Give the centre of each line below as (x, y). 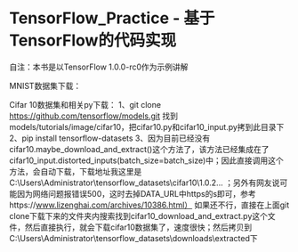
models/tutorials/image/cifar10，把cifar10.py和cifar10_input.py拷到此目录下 (147, 126)
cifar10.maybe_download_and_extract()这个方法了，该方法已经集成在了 (139, 149)
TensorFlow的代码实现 (93, 41)
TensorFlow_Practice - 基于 (112, 18)
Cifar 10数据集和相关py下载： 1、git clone (85, 104)
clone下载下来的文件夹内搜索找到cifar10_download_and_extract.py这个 (139, 215)
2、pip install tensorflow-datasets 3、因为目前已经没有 (110, 138)
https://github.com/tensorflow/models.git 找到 (94, 116)
